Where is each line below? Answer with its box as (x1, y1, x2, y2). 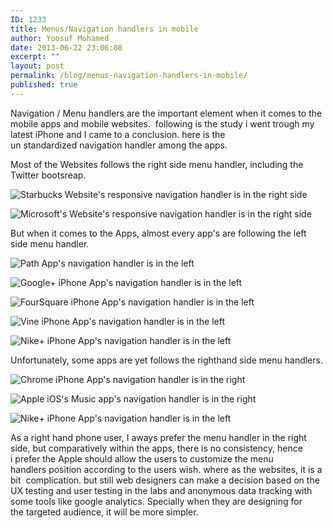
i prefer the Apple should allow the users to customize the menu (10, 452, 274, 465)
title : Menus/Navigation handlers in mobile (10, 24, 199, 34)
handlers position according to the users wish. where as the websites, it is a (10, 463, 323, 475)
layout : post (10, 61, 65, 71)
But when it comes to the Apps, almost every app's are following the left (10, 227, 307, 239)
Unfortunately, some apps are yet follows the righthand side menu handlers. (10, 354, 323, 366)
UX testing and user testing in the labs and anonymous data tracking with (10, 484, 313, 496)
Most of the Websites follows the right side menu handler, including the (10, 158, 304, 170)
